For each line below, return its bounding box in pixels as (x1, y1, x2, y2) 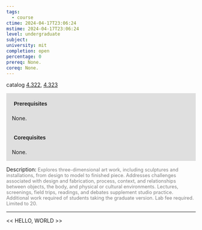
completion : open (6, 48, 50, 54)
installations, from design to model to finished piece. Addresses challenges (6, 172, 176, 179)
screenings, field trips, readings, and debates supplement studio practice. (6, 189, 174, 196)
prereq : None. (6, 59, 42, 65)
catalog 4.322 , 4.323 (6, 81, 58, 89)
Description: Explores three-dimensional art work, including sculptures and (6, 166, 179, 173)
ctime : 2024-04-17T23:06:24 (6, 20, 77, 26)
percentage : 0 (6, 54, 42, 60)
